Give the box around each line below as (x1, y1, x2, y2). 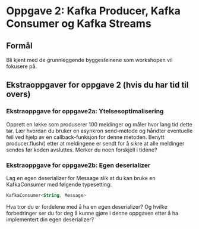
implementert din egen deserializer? (6, 216, 94, 223)
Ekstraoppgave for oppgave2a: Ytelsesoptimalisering (6, 107, 164, 116)
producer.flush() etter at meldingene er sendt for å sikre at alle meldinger (6, 140, 185, 147)
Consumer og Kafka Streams (6, 17, 151, 30)
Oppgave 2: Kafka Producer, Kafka (6, 4, 181, 18)
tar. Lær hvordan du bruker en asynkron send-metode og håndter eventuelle (6, 127, 193, 134)
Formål (6, 41, 33, 51)
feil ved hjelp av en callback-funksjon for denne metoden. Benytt (6, 133, 165, 141)
